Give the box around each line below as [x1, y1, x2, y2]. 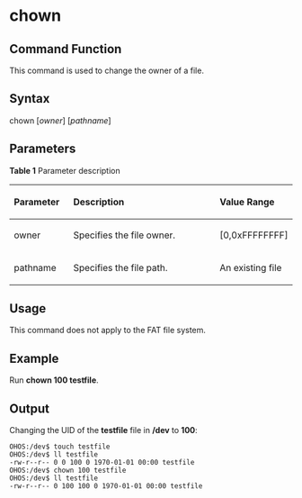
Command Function [9, 41, 122, 57]
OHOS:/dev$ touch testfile [9, 442, 111, 451]
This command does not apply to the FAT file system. [9, 325, 207, 336]
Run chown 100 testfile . [9, 375, 99, 385]
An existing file [219, 261, 282, 274]
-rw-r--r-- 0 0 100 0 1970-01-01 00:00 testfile [9, 458, 195, 467]
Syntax [9, 91, 50, 106]
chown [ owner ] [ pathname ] [9, 114, 111, 126]
